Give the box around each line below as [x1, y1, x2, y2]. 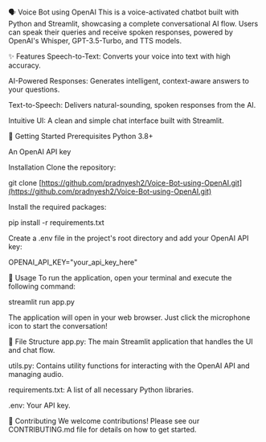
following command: [8, 281, 76, 291]
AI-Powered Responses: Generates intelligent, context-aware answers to [8, 76, 249, 85]
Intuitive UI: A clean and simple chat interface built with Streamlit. [8, 116, 224, 125]
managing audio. [8, 370, 64, 379]
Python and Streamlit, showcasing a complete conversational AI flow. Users [8, 19, 259, 28]
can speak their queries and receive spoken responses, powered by [8, 27, 233, 37]
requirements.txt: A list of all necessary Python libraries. [8, 385, 194, 395]
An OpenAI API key [8, 147, 72, 156]
